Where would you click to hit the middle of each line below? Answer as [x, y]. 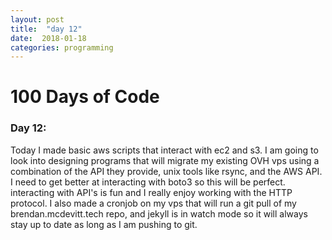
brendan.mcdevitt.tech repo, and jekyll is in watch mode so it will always [159, 213]
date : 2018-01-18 [48, 38]
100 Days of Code [85, 97]
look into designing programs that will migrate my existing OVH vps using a [165, 160]
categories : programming [62, 47]
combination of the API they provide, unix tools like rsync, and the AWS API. [166, 171]
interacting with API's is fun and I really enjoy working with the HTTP [151, 192]
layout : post [37, 19]
